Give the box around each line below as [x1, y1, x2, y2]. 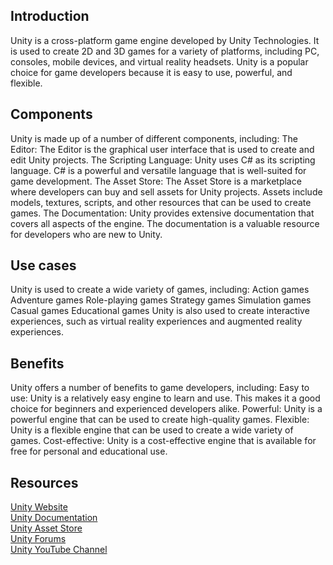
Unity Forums [10, 533, 67, 545]
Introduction [10, 8, 90, 25]
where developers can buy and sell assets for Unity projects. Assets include [10, 185, 323, 198]
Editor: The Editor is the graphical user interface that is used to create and [10, 143, 315, 155]
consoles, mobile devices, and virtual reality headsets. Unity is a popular [10, 55, 309, 68]
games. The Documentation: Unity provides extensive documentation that [10, 207, 315, 219]
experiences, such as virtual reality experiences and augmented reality [10, 315, 303, 328]
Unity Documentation [10, 512, 98, 524]
